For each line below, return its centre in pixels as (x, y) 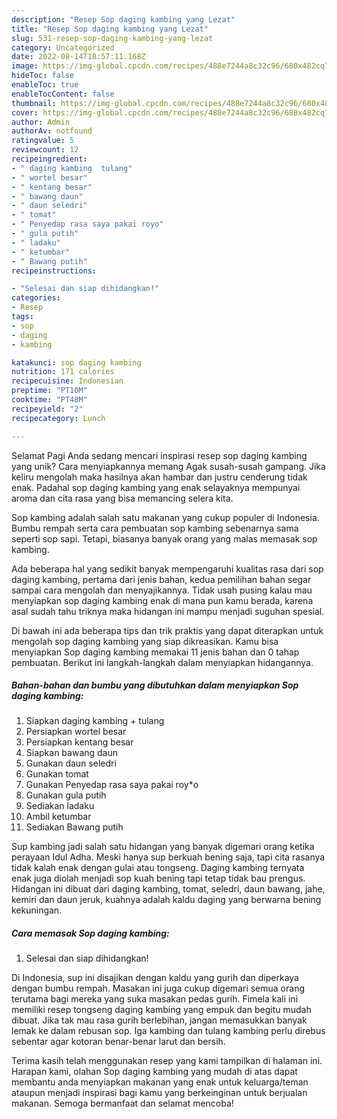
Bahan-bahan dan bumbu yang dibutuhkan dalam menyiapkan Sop (155, 685)
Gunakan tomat (57, 774)
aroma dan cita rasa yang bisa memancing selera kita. (122, 498)
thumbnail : (34, 103)
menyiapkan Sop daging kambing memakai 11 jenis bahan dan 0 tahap (155, 652)
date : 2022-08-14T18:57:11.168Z (78, 57)
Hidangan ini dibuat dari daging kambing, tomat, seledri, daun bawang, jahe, (168, 889)
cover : (25, 112)
